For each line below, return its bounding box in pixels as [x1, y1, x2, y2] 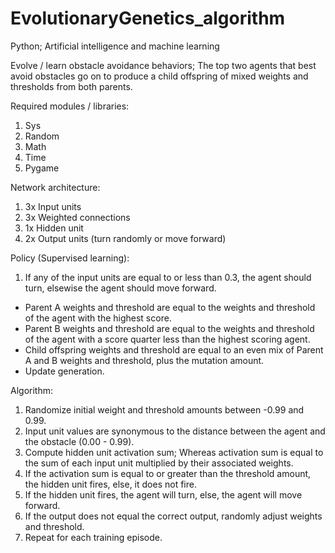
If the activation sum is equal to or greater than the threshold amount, [24, 467, 312, 479]
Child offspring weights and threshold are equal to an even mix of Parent [24, 343, 324, 356]
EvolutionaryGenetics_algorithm [10, 7, 286, 30]
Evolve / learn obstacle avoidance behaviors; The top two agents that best [10, 59, 317, 71]
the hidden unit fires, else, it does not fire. [24, 478, 197, 490]
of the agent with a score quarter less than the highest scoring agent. [24, 333, 311, 345]
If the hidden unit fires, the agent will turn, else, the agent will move [24, 488, 303, 501]
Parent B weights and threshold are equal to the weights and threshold [24, 322, 315, 334]
